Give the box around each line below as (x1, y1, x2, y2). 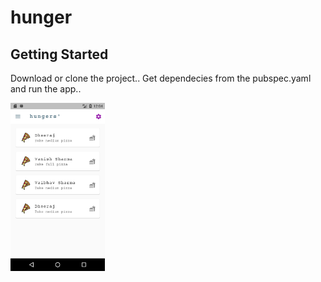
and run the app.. (10, 83, 82, 95)
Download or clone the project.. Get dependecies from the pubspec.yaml (10, 72, 312, 84)
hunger (10, 6, 73, 29)
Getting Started (10, 46, 109, 63)
